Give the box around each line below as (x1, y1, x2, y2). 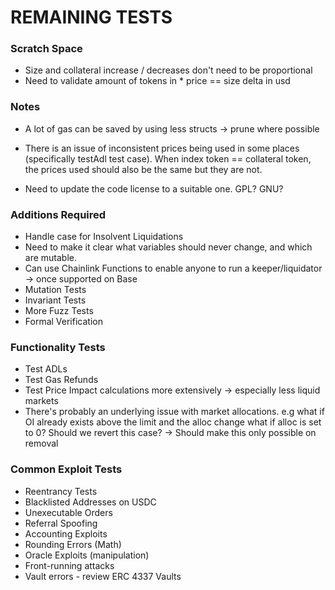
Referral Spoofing (24, 517, 98, 529)
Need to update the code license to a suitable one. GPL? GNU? (24, 182, 284, 195)
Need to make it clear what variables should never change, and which (24, 241, 313, 253)
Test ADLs (24, 363, 68, 375)
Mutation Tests (24, 284, 87, 296)
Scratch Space (10, 42, 83, 56)
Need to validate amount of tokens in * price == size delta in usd (24, 75, 291, 87)
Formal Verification (24, 316, 103, 328)
